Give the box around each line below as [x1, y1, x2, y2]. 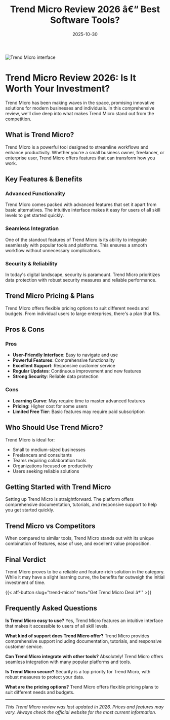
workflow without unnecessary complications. [5, 247, 101, 253]
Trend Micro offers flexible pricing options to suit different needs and [5, 305, 149, 311]
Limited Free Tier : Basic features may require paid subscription [12, 408, 145, 415]
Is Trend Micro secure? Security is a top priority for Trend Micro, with [5, 668, 151, 674]
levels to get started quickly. [5, 212, 64, 219]
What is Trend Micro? [5, 130, 74, 139]
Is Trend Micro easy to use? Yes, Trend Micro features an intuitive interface [5, 618, 163, 624]
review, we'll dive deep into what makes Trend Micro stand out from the [5, 110, 154, 116]
